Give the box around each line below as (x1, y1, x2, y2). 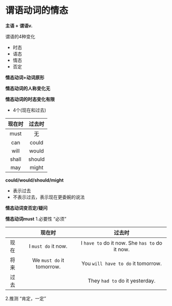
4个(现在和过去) (12, 107, 47, 113)
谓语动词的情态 (5, 5, 69, 16)
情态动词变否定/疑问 (5, 205, 48, 211)
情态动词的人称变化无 (5, 85, 50, 91)
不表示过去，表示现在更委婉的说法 (12, 194, 85, 200)
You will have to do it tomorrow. (81, 259, 162, 267)
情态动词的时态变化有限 (5, 96, 55, 102)
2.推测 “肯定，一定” (5, 295, 46, 301)
